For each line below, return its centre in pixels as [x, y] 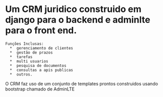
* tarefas [21, 57]
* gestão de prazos [31, 52]
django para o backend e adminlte [78, 20]
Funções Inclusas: [24, 43]
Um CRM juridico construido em [73, 9]
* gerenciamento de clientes [41, 48]
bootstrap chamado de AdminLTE [40, 89]
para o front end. [41, 30]
